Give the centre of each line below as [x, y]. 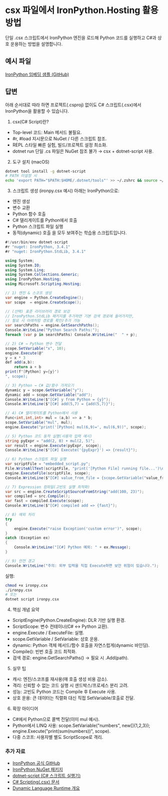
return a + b [28, 367]
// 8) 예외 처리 [20, 515]
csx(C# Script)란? [30, 121]
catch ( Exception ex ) [28, 538]
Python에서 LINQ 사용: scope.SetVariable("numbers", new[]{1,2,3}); [81, 726]
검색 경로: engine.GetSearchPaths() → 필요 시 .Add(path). [70, 658]
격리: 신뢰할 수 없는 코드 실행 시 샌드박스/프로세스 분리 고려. [70, 686]
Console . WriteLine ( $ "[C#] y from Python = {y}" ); [58, 399]
